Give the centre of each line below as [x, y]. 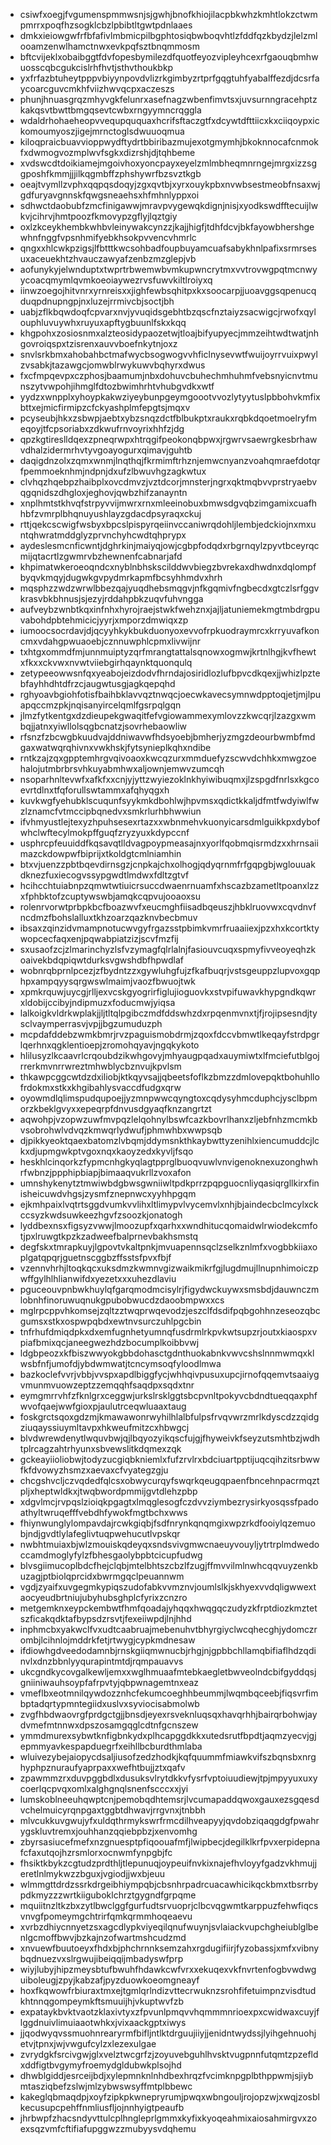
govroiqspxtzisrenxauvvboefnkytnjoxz [98, 343]
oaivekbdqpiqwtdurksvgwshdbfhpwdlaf [102, 960]
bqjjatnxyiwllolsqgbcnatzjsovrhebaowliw [103, 726]
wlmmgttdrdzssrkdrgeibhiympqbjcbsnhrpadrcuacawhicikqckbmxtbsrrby [169, 1884]
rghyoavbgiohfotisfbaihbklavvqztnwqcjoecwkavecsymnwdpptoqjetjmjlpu [170, 694]
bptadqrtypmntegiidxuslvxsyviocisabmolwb [109, 1703]
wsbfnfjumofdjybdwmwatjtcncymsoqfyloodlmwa [120, 1363]
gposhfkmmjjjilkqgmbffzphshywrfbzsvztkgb [110, 173]
